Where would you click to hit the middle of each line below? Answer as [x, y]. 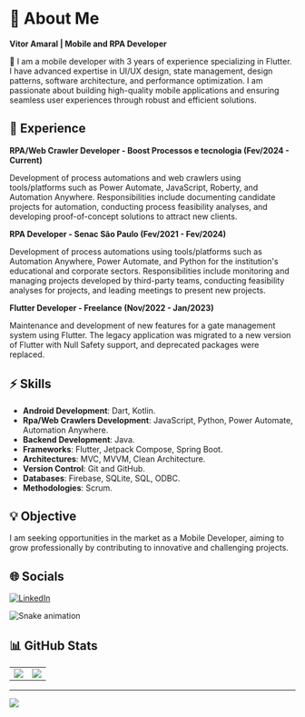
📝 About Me [54, 19]
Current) [26, 160]
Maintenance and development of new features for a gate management [143, 325]
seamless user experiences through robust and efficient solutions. [133, 100]
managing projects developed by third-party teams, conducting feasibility [147, 280]
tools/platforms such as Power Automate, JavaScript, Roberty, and [134, 187]
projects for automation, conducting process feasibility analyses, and [138, 206]
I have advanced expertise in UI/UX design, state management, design [141, 71]
